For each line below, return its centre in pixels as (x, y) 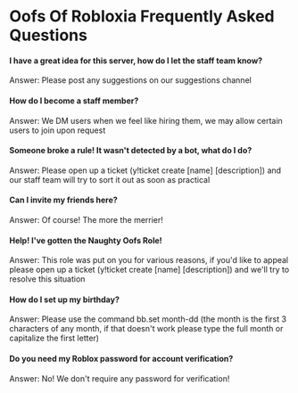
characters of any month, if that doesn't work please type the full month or (146, 329)
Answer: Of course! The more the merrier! (86, 220)
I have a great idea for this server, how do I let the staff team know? (136, 61)
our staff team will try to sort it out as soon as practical (110, 179)
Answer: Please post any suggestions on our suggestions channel (130, 80)
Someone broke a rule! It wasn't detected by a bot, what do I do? (131, 151)
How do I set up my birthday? (65, 299)
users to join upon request (58, 130)
